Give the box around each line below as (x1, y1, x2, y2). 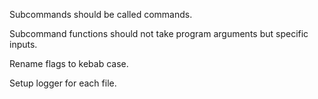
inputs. (9, 39, 38, 50)
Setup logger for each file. (9, 77, 117, 89)
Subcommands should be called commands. (9, 9, 193, 20)
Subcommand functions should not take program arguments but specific (9, 28, 309, 39)
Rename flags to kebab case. (9, 58, 129, 69)
